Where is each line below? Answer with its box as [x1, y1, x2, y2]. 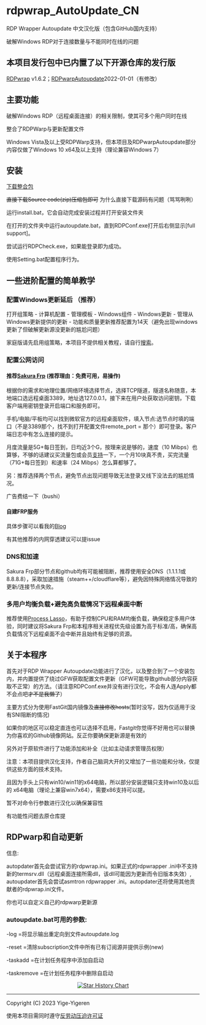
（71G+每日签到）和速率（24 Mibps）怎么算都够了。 [6, 459, 140, 466]
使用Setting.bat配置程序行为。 [6, 256, 83, 263]
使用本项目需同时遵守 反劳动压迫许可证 [6, 1012, 103, 1019]
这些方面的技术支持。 [11, 765, 66, 773]
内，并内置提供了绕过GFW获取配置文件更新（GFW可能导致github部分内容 [6, 675, 193, 682]
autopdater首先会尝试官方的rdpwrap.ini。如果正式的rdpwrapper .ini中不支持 [6, 862, 198, 870]
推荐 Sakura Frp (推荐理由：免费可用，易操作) [6, 372, 121, 379]
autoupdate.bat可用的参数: [6, 915, 88, 924]
